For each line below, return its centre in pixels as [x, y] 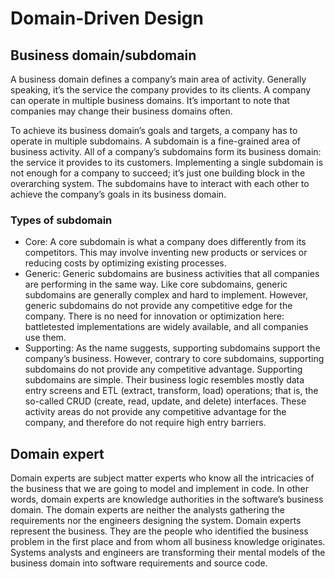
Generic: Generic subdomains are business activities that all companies [172, 274]
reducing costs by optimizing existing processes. [125, 263]
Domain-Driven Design [107, 18]
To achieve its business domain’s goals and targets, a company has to [154, 130]
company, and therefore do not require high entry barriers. [145, 423]
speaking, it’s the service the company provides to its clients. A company [161, 90]
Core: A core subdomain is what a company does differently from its [165, 242]
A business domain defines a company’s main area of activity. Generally [158, 79]
